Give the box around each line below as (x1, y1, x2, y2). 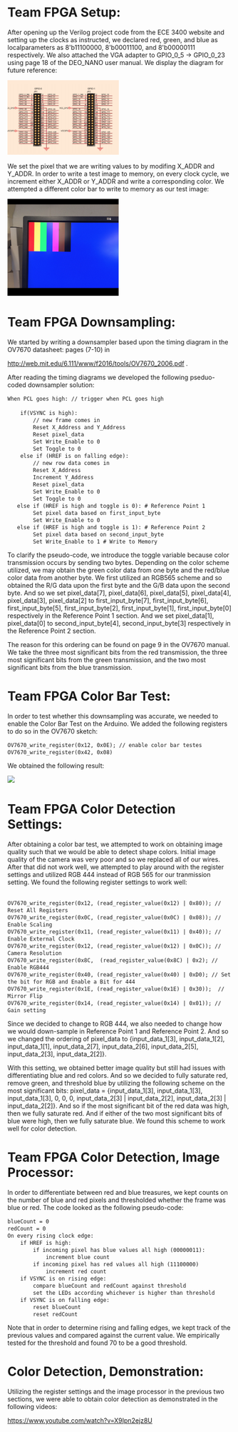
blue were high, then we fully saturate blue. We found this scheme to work (7, 1117, 226, 1126)
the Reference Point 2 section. (7, 626, 96, 636)
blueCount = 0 (7, 1218, 50, 1226)
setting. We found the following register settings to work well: (7, 878, 187, 886)
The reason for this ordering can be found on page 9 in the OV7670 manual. (7, 641, 230, 649)
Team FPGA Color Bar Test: (7, 689, 171, 704)
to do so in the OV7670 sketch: (7, 727, 98, 736)
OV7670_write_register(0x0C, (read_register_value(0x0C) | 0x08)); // (7, 914, 222, 921)
